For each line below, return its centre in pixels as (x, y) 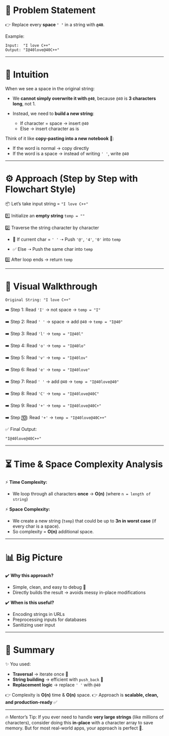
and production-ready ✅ (31, 702)
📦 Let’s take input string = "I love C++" (47, 203)
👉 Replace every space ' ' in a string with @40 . (55, 24)
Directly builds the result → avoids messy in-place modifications (79, 592)
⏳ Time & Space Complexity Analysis (84, 464)
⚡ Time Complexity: (26, 482)
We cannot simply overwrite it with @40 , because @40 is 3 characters (84, 98)
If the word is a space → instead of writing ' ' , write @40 (71, 153)
